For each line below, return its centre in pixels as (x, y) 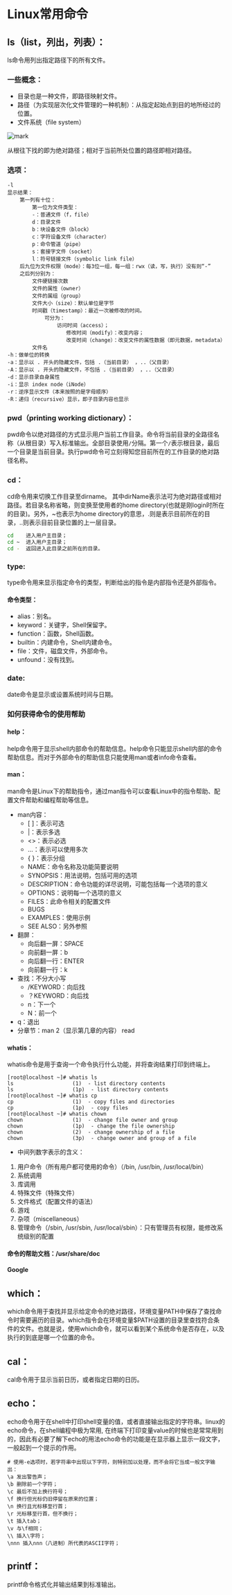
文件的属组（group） (58, 296)
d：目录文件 (46, 222)
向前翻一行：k (47, 969)
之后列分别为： (38, 274)
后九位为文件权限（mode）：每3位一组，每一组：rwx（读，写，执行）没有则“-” (115, 266)
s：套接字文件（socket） (64, 251)
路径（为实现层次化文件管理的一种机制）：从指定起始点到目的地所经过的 (119, 105)
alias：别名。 (36, 616)
